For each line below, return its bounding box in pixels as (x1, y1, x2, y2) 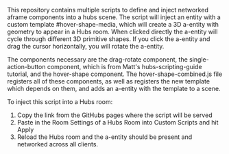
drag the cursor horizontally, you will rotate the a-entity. (7, 42, 165, 50)
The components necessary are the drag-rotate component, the (7, 55, 189, 64)
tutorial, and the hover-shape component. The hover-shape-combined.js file (7, 70, 223, 78)
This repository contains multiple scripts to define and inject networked (7, 6, 209, 14)
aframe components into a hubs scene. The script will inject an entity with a (7, 13, 221, 21)
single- (189, 55, 209, 64)
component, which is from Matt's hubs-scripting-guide (47, 63, 202, 70)
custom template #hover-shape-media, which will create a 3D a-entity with (7, 21, 219, 28)
